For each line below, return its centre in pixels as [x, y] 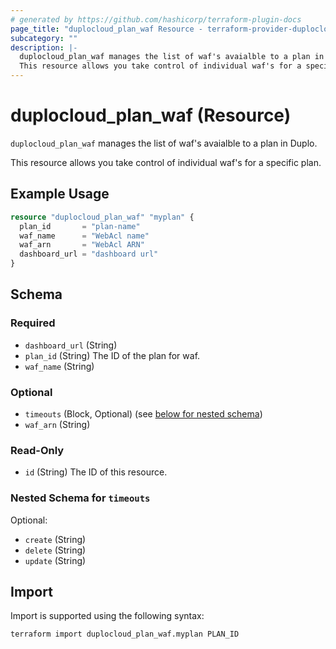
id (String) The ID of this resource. [96, 472]
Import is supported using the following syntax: [107, 616]
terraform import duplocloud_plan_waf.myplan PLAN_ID [125, 634]
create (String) [55, 539]
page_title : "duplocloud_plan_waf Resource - [106, 29]
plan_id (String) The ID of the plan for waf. [112, 355]
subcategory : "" [44, 38]
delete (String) [55, 550]
